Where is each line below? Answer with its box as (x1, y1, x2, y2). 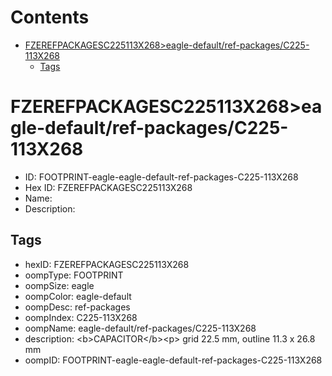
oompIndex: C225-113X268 (24, 311, 138, 323)
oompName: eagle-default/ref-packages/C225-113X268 (24, 322, 257, 334)
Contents (10, 6, 90, 29)
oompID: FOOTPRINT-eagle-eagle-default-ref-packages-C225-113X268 (24, 354, 323, 366)
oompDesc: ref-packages (24, 301, 131, 313)
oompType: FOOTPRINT (24, 269, 124, 281)
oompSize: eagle (24, 279, 95, 291)
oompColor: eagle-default (24, 290, 132, 302)
